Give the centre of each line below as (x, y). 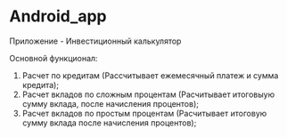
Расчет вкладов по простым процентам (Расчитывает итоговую (144, 113)
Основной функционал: (53, 58)
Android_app (58, 16)
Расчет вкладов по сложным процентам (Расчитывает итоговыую (148, 94)
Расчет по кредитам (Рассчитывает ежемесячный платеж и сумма (150, 75)
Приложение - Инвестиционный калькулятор (95, 41)
